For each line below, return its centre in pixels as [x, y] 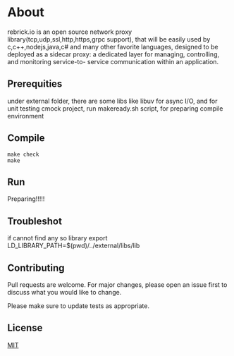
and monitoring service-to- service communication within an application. [113, 61]
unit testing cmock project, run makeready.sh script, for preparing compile [115, 108]
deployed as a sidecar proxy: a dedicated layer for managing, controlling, [113, 54]
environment [26, 116]
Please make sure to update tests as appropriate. [79, 306]
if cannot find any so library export [57, 238]
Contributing [36, 268]
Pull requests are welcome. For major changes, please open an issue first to [117, 285]
